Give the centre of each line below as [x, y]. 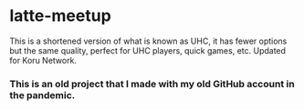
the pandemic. [42, 95]
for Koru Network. [43, 60]
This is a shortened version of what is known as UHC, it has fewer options [148, 41]
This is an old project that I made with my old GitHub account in [152, 84]
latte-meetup [60, 16]
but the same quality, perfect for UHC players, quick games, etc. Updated [147, 50]
